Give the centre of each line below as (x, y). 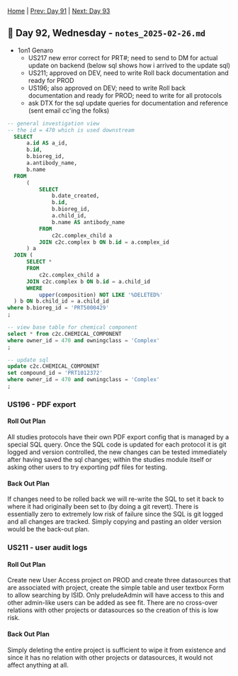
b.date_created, (76, 196)
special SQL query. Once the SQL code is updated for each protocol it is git (117, 445)
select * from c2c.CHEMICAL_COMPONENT (64, 334)
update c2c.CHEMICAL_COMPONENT (53, 366)
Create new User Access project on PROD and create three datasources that (119, 580)
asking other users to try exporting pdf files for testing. (87, 467)
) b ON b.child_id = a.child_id (62, 301)
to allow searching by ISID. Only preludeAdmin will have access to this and (116, 595)
